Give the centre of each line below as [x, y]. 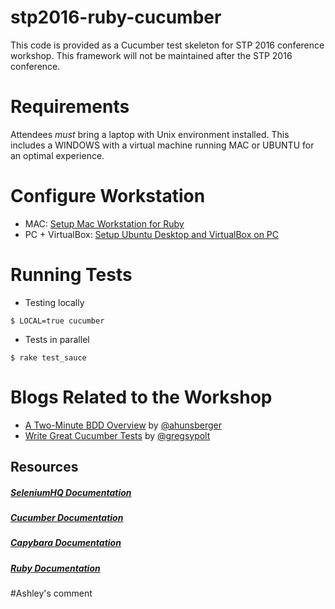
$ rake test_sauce [48, 357]
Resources [44, 467]
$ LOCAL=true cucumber [57, 321]
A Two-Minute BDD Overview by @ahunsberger [123, 425]
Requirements [70, 107]
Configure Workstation [108, 196]
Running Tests [71, 275]
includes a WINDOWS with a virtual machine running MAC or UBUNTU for [162, 145]
